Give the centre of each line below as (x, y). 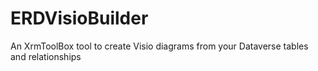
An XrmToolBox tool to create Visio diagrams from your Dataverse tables (159, 46)
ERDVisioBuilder (79, 18)
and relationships (46, 56)
